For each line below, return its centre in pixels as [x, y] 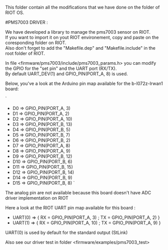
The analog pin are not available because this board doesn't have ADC [78, 193]
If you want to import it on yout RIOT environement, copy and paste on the [82, 37]
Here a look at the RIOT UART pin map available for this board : [70, 208]
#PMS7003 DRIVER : [27, 22]
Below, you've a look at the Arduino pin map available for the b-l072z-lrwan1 [84, 83]
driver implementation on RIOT [37, 198]
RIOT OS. [15, 13]
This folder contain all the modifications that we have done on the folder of [82, 7]
